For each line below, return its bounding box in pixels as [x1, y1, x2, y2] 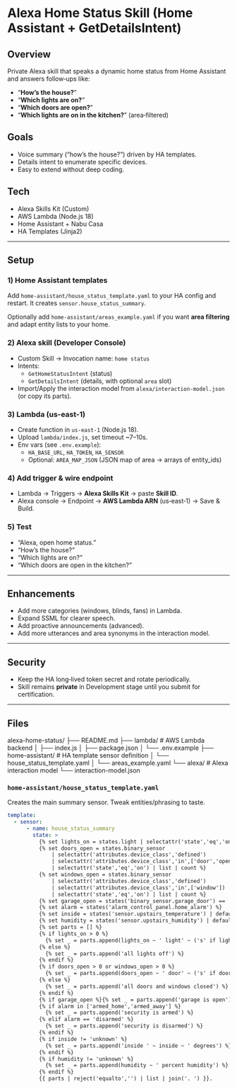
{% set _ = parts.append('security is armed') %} [44, 1009, 194, 1017]
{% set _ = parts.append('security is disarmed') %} [44, 1022, 203, 1030]
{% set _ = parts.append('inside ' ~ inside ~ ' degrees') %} [44, 1042, 232, 1049]
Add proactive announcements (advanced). [17, 622, 145, 630]
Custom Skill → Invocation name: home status [17, 354, 150, 363]
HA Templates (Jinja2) [17, 227, 83, 235]
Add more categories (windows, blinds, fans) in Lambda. [17, 607, 182, 615]
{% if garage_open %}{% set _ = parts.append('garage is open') [38, 996, 232, 1003]
